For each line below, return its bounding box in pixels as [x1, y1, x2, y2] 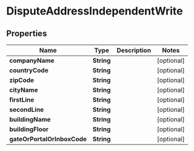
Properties [6, 28, 47, 39]
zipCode [9, 76, 35, 84]
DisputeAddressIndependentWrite [6, 4, 183, 18]
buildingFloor [9, 125, 49, 133]
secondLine [9, 106, 44, 114]
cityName [9, 86, 38, 94]
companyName [9, 56, 55, 65]
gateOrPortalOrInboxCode [9, 135, 87, 143]
